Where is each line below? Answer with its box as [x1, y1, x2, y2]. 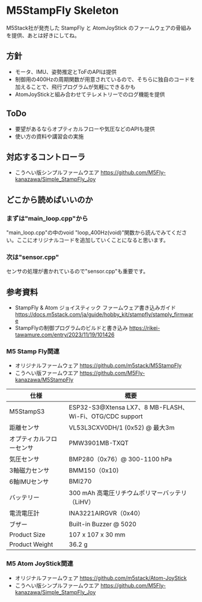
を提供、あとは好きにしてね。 [6, 31, 80, 39]
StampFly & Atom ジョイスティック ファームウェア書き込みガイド [14, 304, 176, 311]
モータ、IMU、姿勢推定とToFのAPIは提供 [14, 68, 117, 75]
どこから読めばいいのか [6, 195, 93, 205]
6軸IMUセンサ [9, 478, 49, 486]
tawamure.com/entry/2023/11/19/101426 [14, 331, 115, 338]
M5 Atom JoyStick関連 [6, 559, 73, 568]
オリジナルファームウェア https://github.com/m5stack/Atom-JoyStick [14, 574, 188, 582]
